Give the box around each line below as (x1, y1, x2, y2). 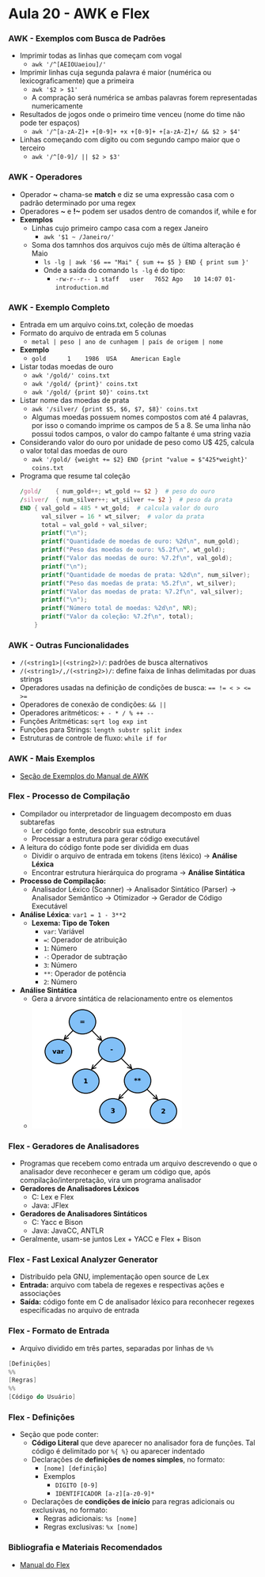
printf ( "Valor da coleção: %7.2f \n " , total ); (40, 612, 194, 621)
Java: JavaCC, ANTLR (31, 1226, 104, 1235)
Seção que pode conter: (19, 1430, 99, 1439)
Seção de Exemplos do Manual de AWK (19, 771, 149, 780)
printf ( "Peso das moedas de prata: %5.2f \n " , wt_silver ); (40, 579, 237, 587)
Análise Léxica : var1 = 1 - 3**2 (19, 909, 127, 919)
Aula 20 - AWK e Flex (8, 5, 150, 23)
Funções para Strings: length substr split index (19, 725, 183, 734)
